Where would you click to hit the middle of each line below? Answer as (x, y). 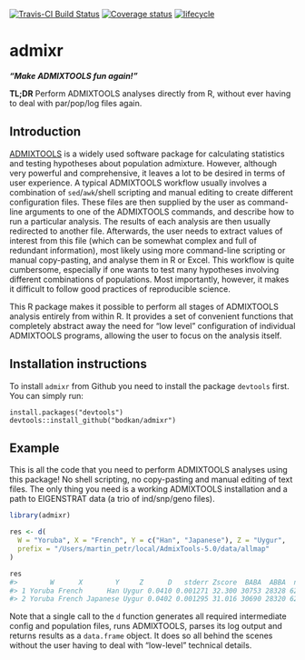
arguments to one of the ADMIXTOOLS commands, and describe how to (160, 211)
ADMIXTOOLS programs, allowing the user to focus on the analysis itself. (146, 335)
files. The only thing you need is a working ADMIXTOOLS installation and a (148, 489)
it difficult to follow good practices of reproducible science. (120, 289)
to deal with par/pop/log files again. (76, 103)
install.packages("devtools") (67, 412)
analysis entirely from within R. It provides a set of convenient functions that (152, 316)
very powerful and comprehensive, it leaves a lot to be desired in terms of (148, 173)
